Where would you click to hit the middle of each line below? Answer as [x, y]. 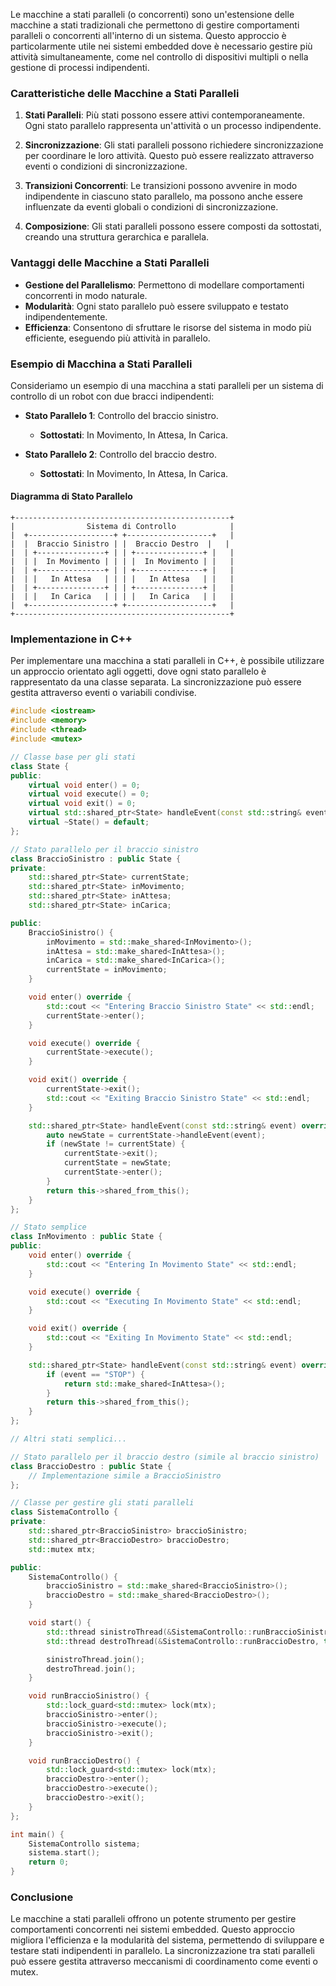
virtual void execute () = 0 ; [89, 794]
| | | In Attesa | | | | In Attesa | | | [122, 579]
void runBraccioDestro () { [84, 1760]
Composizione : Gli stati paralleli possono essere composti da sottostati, [173, 226]
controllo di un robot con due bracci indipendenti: [112, 396]
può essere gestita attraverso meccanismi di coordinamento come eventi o [164, 1961]
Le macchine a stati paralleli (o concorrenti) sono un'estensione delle [152, 14]
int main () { [37, 1834]
